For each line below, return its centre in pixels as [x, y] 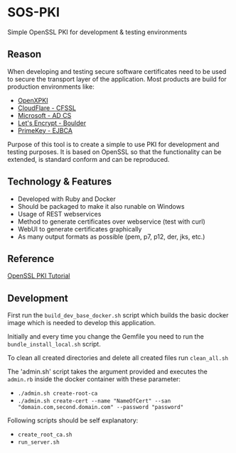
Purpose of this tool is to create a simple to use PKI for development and [113, 144]
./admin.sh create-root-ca [58, 394]
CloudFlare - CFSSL [47, 108]
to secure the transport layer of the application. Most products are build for [117, 79]
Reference [31, 259]
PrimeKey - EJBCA [45, 130]
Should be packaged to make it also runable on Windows [101, 206]
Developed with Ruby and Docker [66, 199]
